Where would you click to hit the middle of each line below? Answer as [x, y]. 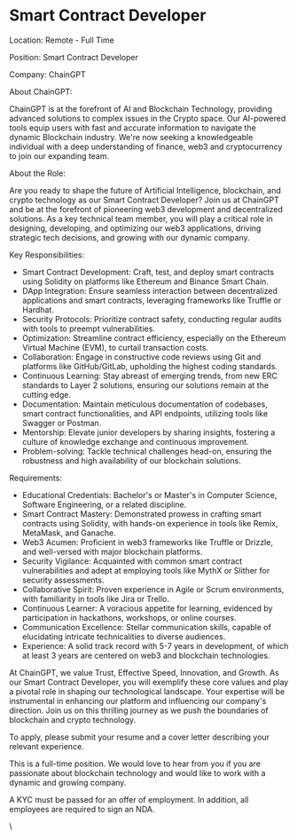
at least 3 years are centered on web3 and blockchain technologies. [146, 655]
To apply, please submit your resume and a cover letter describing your [140, 737]
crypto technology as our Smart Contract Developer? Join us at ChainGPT [144, 200]
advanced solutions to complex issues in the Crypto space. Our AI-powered [148, 118]
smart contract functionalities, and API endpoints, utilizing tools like [145, 413]
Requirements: [35, 478]
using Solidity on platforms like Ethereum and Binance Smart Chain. [145, 281]
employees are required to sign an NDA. [82, 809]
